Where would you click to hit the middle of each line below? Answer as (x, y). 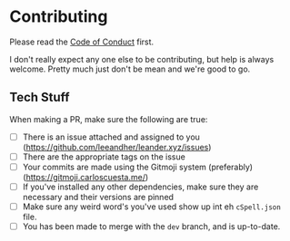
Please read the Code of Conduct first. (82, 42)
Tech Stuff (40, 97)
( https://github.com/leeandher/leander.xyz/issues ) (117, 147)
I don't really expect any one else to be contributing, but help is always (142, 59)
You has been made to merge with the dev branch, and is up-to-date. (151, 227)
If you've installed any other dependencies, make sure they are (140, 187)
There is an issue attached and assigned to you (111, 137)
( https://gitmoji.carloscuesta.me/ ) (85, 177)
